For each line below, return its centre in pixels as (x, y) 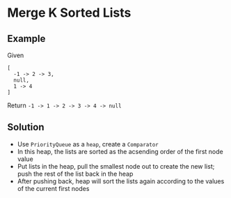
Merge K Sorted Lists (69, 13)
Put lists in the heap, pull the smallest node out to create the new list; (116, 166)
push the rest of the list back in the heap (75, 174)
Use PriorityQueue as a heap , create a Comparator (88, 144)
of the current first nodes (53, 188)
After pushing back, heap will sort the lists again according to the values (121, 181)
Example (26, 39)
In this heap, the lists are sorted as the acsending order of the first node (120, 151)
